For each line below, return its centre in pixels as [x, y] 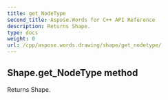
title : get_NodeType [37, 13]
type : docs [23, 33]
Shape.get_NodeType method [73, 73]
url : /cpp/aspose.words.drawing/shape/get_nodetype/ [84, 45]
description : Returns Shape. [49, 26]
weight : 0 [21, 39]
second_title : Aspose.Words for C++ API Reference [81, 20]
